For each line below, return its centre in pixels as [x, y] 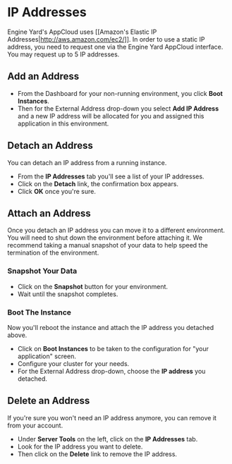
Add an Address [43, 77]
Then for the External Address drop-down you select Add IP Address [118, 108]
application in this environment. [63, 123]
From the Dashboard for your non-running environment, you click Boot [120, 93]
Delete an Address [49, 401]
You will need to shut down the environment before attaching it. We [105, 238]
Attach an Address [49, 213]
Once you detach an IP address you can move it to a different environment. [116, 231]
